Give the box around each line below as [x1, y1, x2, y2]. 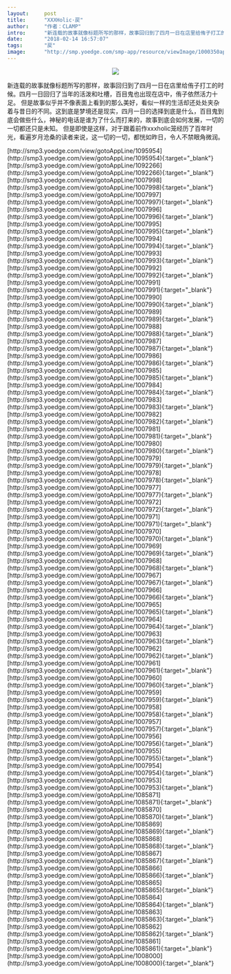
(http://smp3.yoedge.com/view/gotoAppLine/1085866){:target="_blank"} [7, 871, 214, 879]
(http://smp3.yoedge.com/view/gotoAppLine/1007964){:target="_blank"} [7, 622, 214, 630]
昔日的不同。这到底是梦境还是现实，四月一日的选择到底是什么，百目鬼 [19, 107, 218, 115]
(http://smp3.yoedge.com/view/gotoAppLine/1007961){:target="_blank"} [7, 666, 212, 674]
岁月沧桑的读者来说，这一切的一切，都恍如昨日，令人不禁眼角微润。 [30, 132, 224, 141]
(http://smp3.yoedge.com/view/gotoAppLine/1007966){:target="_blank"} [7, 593, 214, 601]
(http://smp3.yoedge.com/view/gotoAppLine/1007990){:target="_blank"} [7, 300, 214, 309]
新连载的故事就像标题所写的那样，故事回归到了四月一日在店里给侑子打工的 [7, 81, 218, 90]
